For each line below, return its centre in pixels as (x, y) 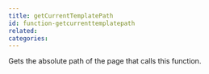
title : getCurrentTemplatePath (61, 16)
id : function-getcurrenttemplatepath (72, 23)
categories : (28, 38)
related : (23, 31)
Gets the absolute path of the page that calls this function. (105, 61)
